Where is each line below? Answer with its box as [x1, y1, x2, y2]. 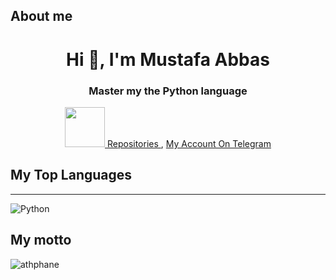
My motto [10, 232, 72, 249]
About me [10, 8, 73, 25]
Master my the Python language [88, 84, 248, 98]
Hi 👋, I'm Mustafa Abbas [66, 48, 270, 71]
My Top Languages [10, 167, 133, 184]
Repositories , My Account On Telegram [106, 137, 272, 149]
